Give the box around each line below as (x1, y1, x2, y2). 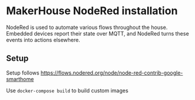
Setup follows (6, 69, 40, 76)
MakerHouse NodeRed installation (6, 4, 178, 18)
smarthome (6, 75, 34, 82)
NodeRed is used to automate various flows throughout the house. (6, 24, 168, 31)
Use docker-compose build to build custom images (6, 87, 129, 94)
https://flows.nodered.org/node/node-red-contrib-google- (40, 69, 183, 76)
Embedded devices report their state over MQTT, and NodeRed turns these (6, 30, 189, 37)
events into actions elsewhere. (6, 36, 80, 43)
